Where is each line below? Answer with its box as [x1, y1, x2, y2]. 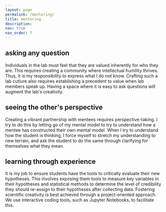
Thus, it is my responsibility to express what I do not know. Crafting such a [5, 73, 158, 79]
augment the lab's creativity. [5, 88, 64, 95]
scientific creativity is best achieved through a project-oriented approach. [5, 192, 157, 198]
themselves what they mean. [5, 143, 64, 149]
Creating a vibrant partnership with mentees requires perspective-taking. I [5, 116, 158, 122]
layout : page [5, 7, 32, 12]
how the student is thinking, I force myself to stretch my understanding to [5, 132, 156, 138]
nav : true [5, 26, 26, 31]
